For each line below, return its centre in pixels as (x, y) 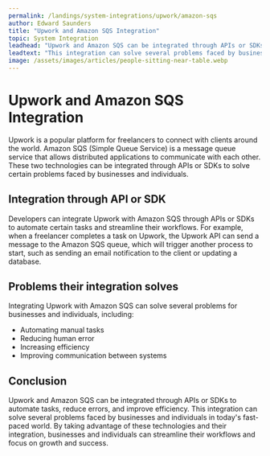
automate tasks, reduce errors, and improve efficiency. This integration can (133, 409)
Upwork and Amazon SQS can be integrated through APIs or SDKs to (123, 401)
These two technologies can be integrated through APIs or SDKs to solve (129, 165)
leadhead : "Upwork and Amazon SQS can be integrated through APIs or (127, 46)
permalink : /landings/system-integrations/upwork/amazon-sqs (113, 16)
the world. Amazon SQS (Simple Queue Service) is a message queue (122, 148)
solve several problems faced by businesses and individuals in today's (125, 417)
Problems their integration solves (94, 287)
